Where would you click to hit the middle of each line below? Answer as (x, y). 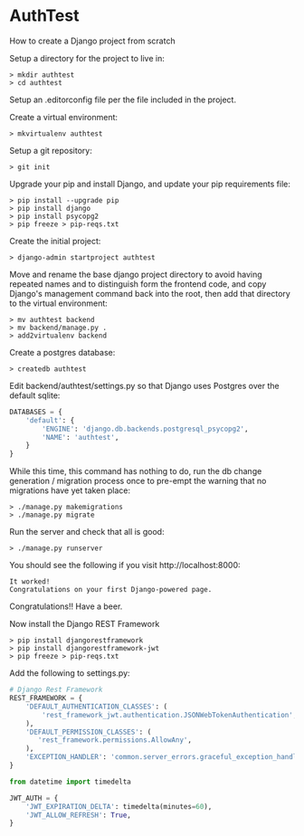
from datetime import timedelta (70, 782)
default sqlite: (35, 395)
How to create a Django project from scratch (92, 41)
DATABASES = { (36, 412)
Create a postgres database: (62, 352)
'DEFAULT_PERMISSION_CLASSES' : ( (89, 732)
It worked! (30, 582)
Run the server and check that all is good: (87, 532)
